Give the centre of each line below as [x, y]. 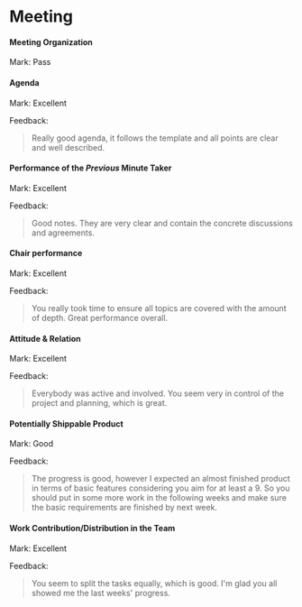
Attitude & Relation [45, 338]
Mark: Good [32, 444]
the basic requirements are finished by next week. [124, 508]
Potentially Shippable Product [66, 423]
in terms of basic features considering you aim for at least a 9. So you [160, 488]
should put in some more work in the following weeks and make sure [159, 498]
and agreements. [63, 233]
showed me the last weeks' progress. [101, 593]
